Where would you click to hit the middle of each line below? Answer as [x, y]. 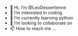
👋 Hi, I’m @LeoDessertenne [38, 8]
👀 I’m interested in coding [36, 13]
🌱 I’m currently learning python [41, 18]
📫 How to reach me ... [33, 28]
